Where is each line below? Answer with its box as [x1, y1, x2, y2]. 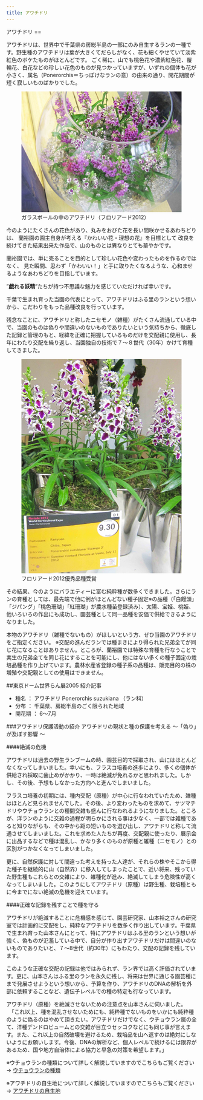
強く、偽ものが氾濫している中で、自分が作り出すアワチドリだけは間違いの [6, 937, 192, 944]
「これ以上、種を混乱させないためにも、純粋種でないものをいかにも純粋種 [11, 1008, 195, 1015]
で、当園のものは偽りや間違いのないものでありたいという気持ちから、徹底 [6, 324, 192, 331]
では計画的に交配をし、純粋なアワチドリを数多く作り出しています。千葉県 [11, 922, 196, 929]
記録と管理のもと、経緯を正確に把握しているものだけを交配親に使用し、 [11, 331, 192, 338]
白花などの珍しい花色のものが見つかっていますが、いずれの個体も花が [22, 64, 197, 71]
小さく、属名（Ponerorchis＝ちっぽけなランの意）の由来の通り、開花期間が [6, 71, 195, 78]
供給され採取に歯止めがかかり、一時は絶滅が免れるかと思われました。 [6, 771, 181, 778]
